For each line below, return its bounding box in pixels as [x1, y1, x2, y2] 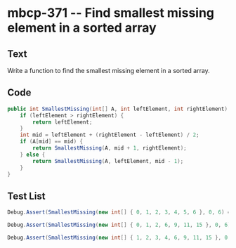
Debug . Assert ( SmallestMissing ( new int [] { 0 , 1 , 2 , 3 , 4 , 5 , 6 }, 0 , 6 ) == [7, 209, 234, 216]
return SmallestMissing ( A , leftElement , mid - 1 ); [32, 157, 184, 164]
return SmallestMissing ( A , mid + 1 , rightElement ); [32, 145, 188, 152]
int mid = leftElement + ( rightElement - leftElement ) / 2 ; [20, 131, 199, 138]
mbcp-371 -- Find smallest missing [7, 5, 215, 21]
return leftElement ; [32, 118, 93, 126]
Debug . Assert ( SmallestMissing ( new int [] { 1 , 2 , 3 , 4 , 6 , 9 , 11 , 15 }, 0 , [7, 234, 231, 241]
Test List [7, 190, 46, 202]
